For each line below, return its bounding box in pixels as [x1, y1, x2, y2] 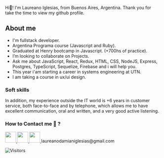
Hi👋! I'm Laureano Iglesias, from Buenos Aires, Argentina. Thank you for [5, 5, 152, 10]
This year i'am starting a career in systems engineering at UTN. [12, 69, 142, 75]
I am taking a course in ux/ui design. [12, 74, 86, 80]
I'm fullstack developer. [12, 37, 60, 43]
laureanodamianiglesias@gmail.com [41, 138, 115, 144]
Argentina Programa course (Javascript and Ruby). [12, 42, 116, 48]
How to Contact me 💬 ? [5, 120, 61, 127]
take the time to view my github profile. [5, 10, 85, 16]
